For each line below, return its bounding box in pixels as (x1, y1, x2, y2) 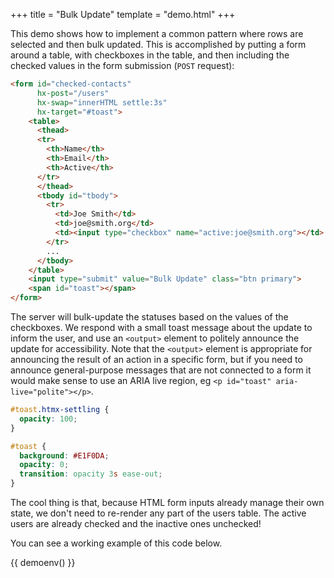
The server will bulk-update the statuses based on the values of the (10, 311, 289, 323)
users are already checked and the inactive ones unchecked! (10, 518, 262, 529)
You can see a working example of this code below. (10, 537, 223, 549)
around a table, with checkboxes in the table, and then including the (10, 49, 290, 61)
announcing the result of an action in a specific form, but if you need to (10, 354, 303, 365)
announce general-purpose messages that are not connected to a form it (10, 364, 312, 376)
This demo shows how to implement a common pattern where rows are (10, 28, 304, 39)
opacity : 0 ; (19, 460, 70, 470)
